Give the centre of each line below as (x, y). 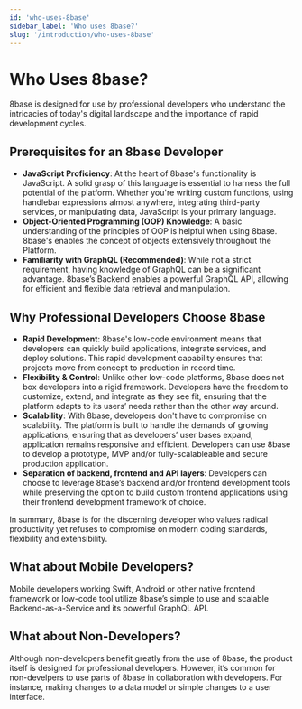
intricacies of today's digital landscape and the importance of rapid (134, 114)
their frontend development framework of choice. (114, 501)
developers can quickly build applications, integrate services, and (144, 348)
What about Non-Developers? (95, 636)
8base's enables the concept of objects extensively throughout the (147, 241)
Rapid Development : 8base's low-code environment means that (142, 339)
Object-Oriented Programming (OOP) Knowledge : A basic (132, 221)
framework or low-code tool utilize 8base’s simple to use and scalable (139, 598)
